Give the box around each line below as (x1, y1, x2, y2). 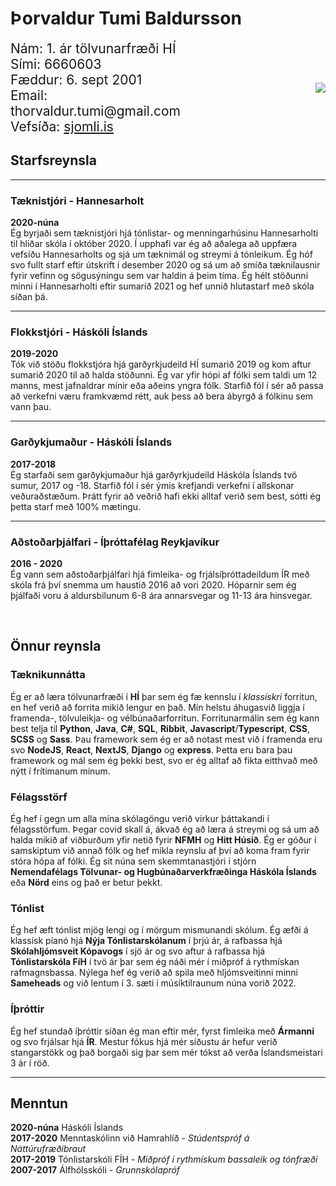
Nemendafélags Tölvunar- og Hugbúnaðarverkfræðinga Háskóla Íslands (10, 865, 317, 877)
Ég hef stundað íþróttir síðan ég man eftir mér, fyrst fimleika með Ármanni (10, 1025, 315, 1037)
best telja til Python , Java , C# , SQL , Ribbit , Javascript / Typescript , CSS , (10, 722, 310, 734)
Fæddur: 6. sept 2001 (10, 71, 143, 88)
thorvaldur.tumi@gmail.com (10, 102, 181, 119)
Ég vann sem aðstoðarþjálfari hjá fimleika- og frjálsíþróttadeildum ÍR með (10, 568, 310, 580)
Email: (10, 87, 48, 104)
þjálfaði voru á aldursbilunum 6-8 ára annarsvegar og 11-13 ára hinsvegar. (10, 589, 313, 601)
